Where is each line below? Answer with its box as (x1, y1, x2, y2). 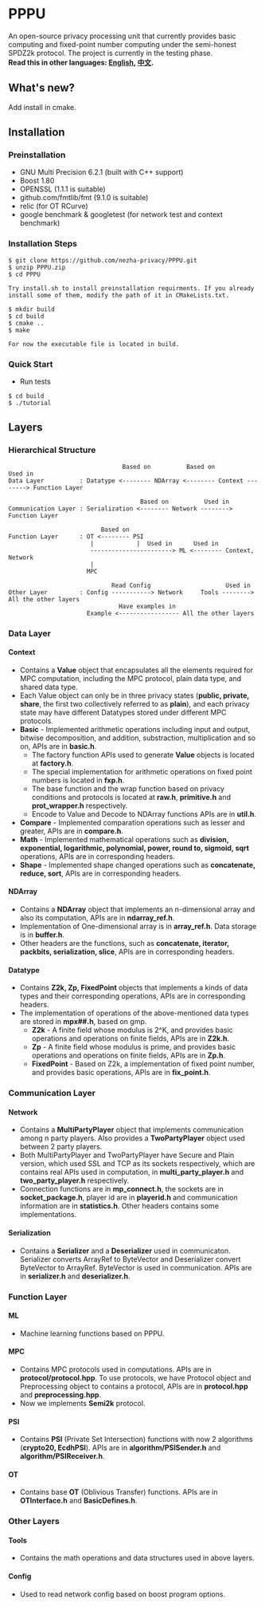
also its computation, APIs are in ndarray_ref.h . (19, 913, 175, 923)
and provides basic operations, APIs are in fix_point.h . (31, 1068, 211, 1077)
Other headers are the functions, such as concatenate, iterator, (19, 939, 229, 948)
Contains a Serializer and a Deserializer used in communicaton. (19, 1246, 231, 1255)
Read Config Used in (111, 581, 251, 589)
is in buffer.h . (19, 930, 65, 939)
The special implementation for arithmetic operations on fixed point (31, 766, 253, 776)
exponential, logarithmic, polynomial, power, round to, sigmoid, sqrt (19, 843, 249, 853)
